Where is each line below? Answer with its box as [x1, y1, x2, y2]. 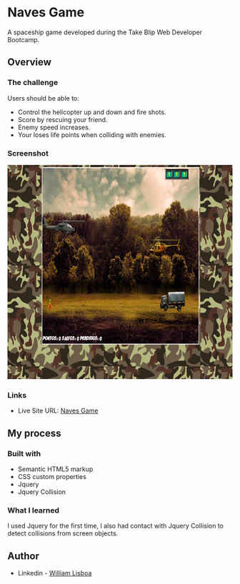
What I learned [7, 505, 59, 515]
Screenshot [7, 148, 49, 158]
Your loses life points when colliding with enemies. [17, 130, 166, 139]
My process [7, 427, 61, 439]
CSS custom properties [17, 472, 87, 480]
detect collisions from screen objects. [7, 529, 119, 538]
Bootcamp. [7, 35, 40, 44]
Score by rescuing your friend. [17, 115, 108, 124]
